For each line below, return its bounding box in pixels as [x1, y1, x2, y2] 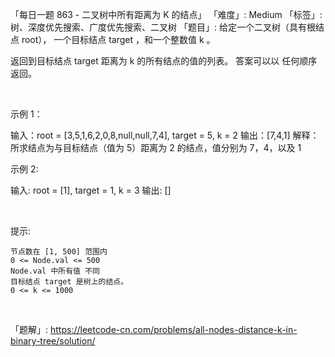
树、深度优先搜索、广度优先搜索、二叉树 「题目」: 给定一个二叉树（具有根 [10, 21, 316, 33]
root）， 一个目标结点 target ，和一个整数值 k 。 [21, 34, 216, 45]
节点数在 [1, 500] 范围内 [10, 247, 108, 257]
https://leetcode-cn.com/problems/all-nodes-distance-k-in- [49, 324, 298, 335]
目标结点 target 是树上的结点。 [10, 277, 129, 287]
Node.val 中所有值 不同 [10, 266, 100, 276]
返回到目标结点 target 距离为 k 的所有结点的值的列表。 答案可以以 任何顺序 [10, 55, 318, 67]
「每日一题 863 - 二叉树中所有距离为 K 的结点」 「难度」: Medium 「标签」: [10, 9, 323, 20]
